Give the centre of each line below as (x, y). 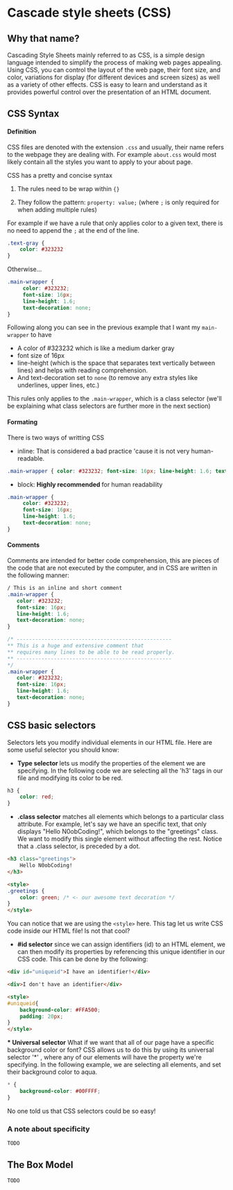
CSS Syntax (33, 114)
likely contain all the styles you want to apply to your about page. (100, 162)
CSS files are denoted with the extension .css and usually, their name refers (115, 147)
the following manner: (38, 575)
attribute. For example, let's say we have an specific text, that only (112, 824)
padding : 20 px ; (42, 1016)
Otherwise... (25, 270)
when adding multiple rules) (57, 209)
